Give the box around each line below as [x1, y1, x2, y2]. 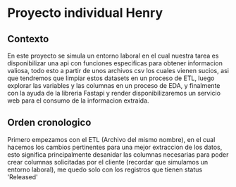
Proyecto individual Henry [7, 5, 163, 21]
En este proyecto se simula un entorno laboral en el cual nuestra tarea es [7, 51, 219, 60]
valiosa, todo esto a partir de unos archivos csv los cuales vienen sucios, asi [7, 67, 229, 75]
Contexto [7, 33, 49, 45]
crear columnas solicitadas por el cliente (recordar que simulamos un [7, 157, 209, 166]
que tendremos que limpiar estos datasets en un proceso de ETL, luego [7, 74, 215, 82]
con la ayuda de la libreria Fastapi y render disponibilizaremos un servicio [7, 89, 221, 97]
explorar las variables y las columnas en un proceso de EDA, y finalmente [7, 82, 221, 89]
